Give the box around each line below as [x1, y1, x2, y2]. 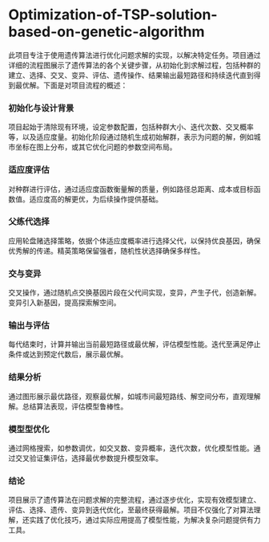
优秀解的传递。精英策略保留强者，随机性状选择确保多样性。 [8, 246, 205, 255]
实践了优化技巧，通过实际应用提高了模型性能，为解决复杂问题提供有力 [29, 516, 261, 525]
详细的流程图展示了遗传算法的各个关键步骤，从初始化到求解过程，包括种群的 [8, 60, 261, 70]
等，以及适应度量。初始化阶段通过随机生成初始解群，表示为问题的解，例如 [8, 132, 254, 142]
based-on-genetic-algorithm [8, 22, 206, 41]
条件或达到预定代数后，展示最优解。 [8, 349, 128, 359]
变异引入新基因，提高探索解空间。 [8, 298, 121, 308]
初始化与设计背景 [8, 102, 74, 113]
